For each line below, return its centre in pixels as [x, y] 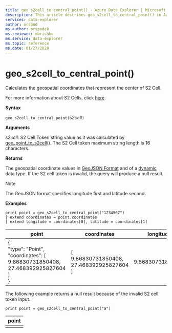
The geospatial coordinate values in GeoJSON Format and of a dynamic [81, 168]
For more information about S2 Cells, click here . [56, 97]
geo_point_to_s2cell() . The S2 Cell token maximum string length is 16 [78, 143]
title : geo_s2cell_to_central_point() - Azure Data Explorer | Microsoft [86, 10]
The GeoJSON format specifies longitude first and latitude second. [76, 193]
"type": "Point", [26, 249]
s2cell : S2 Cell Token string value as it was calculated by [65, 137]
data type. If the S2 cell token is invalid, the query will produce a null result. [84, 173]
